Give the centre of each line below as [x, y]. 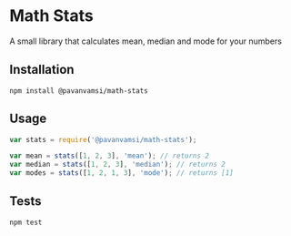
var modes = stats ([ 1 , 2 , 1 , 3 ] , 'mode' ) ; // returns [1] [122, 173]
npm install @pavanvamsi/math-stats [79, 91]
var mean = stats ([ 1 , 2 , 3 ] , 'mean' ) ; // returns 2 [109, 156]
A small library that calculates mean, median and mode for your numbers [145, 41]
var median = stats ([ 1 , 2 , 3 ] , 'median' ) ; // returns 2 [117, 165]
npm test [26, 222]
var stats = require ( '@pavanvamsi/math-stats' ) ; [103, 139]
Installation [42, 70]
